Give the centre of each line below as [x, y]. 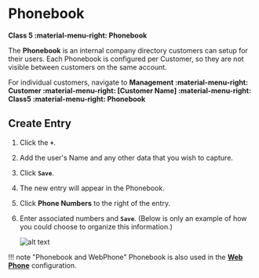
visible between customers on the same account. [88, 67]
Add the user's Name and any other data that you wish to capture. [126, 157]
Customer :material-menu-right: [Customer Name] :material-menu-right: [130, 90]
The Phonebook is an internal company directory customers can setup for [128, 50]
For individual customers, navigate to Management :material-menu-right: [128, 82]
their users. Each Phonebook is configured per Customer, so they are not [126, 59]
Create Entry [40, 123]
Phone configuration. [42, 265]
